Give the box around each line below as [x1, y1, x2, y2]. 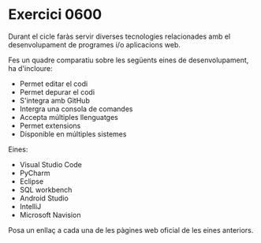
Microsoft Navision [19, 210, 81, 219]
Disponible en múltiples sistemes [19, 129, 127, 139]
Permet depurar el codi [19, 87, 95, 96]
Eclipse [19, 176, 44, 186]
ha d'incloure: [8, 63, 53, 73]
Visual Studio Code [19, 159, 83, 169]
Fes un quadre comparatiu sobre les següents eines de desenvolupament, [8, 55, 249, 65]
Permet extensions [19, 121, 81, 130]
